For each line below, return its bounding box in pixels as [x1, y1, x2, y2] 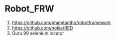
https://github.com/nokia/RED [11, 24, 73, 30]
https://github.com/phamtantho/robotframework [11, 19, 111, 25]
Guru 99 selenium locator [11, 30, 64, 36]
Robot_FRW [4, 3, 54, 14]
